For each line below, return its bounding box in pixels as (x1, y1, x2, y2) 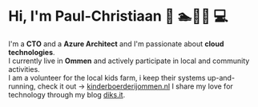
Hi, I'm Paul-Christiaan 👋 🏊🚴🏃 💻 (8, 7, 228, 26)
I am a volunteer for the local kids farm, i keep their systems (8, 73, 206, 82)
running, (8, 81, 36, 91)
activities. (8, 64, 40, 73)
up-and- (207, 73, 235, 82)
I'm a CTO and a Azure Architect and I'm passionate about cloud (8, 38, 224, 49)
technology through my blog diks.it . (8, 89, 126, 99)
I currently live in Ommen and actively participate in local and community (8, 56, 250, 65)
